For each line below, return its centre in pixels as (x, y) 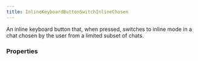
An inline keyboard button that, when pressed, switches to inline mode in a (99, 29)
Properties (22, 51)
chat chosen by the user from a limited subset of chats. (75, 35)
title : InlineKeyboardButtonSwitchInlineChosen (68, 12)
